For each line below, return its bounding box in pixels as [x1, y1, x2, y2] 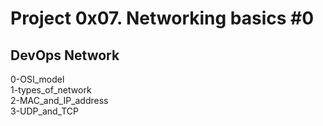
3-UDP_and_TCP [10, 105, 80, 117]
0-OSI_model [10, 73, 65, 85]
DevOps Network [10, 47, 120, 64]
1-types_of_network [10, 84, 92, 96]
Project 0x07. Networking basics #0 [10, 7, 315, 30]
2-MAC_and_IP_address [10, 95, 109, 106]
